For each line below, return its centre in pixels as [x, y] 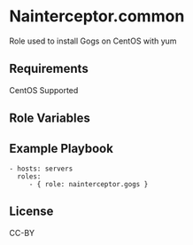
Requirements [49, 69]
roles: [29, 176]
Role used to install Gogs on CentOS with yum [93, 41]
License [31, 212]
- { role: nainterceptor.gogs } [89, 184]
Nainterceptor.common [97, 16]
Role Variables [50, 119]
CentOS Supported [44, 90]
